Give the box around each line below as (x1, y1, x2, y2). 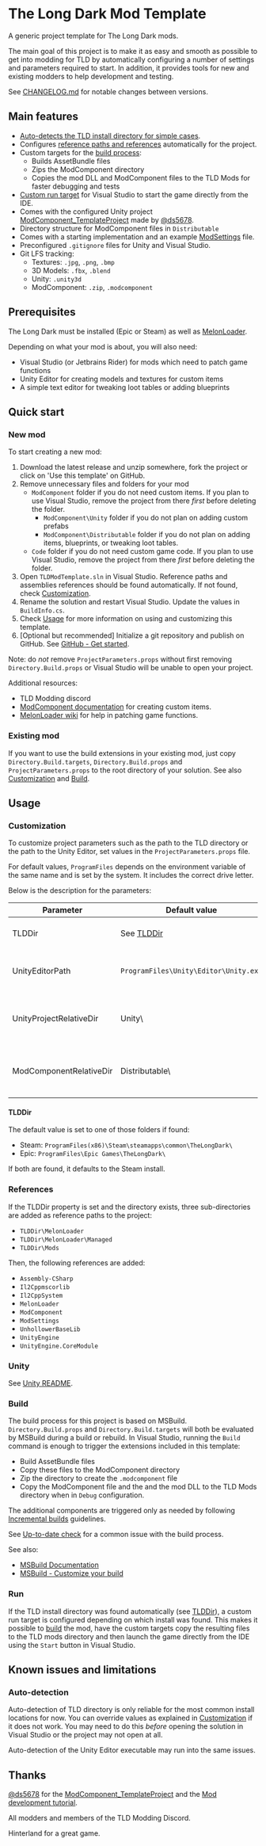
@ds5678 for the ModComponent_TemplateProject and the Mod (8, 1790, 217, 1799)
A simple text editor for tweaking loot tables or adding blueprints (19, 382, 230, 392)
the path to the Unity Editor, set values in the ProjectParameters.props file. (8, 847, 251, 856)
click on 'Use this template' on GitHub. (19, 471, 146, 480)
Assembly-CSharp (19, 1275, 74, 1283)
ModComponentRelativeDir (12, 1066, 113, 1077)
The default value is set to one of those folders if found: (8, 1125, 190, 1135)
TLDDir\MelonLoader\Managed (19, 1235, 112, 1244)
